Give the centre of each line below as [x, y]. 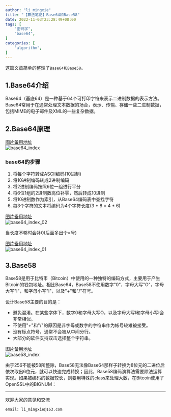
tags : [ [13, 24]
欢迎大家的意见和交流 [27, 400]
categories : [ [20, 43]
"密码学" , [24, 29]
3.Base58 [21, 265]
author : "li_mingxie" [28, 10]
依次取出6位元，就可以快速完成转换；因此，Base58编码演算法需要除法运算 [84, 372]
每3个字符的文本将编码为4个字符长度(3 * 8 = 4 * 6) [66, 206]
